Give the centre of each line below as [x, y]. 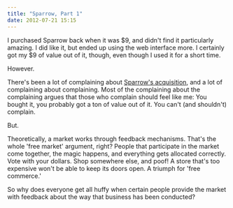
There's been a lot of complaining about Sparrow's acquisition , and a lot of [115, 82]
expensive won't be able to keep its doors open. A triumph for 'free [104, 168]
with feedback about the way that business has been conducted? [101, 197]
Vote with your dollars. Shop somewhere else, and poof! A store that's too [114, 161]
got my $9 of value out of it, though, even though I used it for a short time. [114, 55]
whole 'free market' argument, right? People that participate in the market [113, 146]
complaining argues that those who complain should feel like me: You [107, 97]
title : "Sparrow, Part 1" [45, 14]
